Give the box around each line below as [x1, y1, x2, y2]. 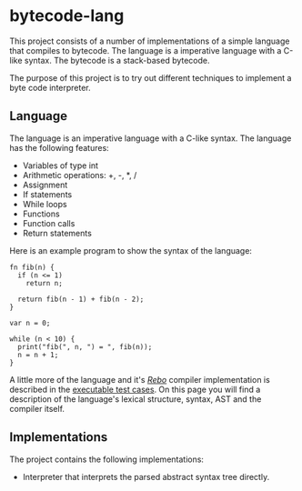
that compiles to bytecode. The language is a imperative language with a [9, 45, 282, 55]
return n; [25, 278, 64, 287]
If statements [22, 188, 73, 200]
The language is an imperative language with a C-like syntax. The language [9, 133, 292, 144]
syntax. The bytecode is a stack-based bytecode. [24, 55, 211, 65]
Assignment [22, 179, 68, 190]
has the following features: [9, 142, 109, 153]
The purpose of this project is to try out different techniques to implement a [9, 72, 292, 83]
